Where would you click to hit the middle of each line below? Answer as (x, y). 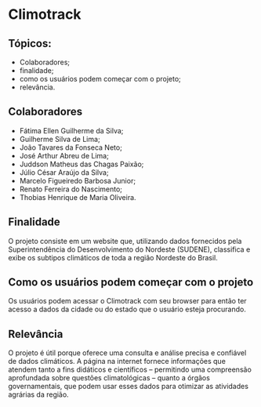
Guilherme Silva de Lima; (60, 139)
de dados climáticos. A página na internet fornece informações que (117, 362)
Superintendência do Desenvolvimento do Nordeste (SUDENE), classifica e (129, 249)
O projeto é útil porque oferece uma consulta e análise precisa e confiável (127, 353)
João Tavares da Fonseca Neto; (71, 147)
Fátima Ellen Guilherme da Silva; (71, 130)
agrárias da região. (38, 394)
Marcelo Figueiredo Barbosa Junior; (77, 180)
